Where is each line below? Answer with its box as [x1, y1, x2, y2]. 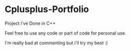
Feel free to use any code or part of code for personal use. [5, 30, 126, 36]
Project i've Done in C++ [5, 20, 56, 26]
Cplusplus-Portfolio [5, 4, 89, 15]
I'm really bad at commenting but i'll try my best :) [5, 39, 108, 46]
